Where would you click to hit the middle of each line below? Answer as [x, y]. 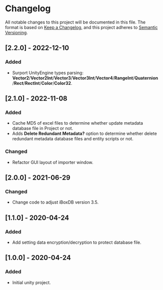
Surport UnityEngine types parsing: [48, 73]
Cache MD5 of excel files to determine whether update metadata [78, 123]
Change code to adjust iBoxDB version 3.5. [55, 202]
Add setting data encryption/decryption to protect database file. [77, 242]
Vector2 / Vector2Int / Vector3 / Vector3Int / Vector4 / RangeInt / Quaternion [85, 78]
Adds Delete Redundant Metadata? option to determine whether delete [84, 133]
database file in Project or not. [43, 129]
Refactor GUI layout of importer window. [53, 162]
